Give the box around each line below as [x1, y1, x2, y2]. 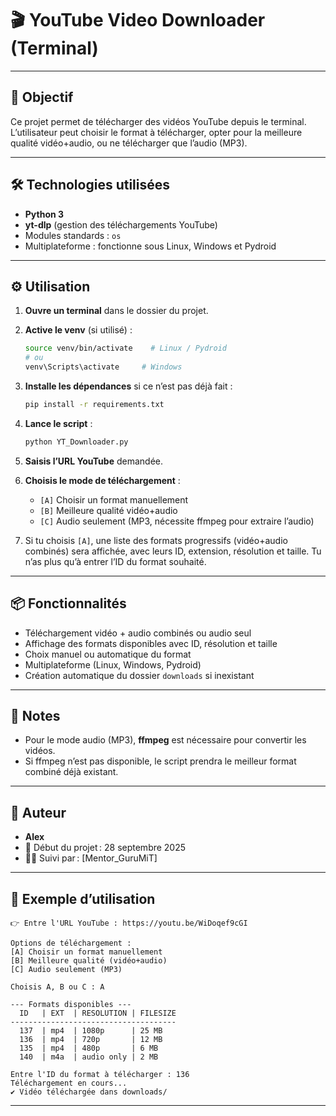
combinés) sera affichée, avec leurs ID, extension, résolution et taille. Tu [24, 545, 322, 557]
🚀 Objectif [10, 89, 74, 106]
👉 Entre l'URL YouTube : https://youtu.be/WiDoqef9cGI [10, 918, 248, 928]
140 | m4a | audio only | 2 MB [19, 1052, 159, 1062]
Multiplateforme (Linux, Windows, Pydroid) [24, 658, 202, 671]
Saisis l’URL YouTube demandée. [24, 455, 163, 467]
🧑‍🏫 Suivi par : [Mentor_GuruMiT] [24, 852, 158, 864]
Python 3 [24, 208, 65, 220]
